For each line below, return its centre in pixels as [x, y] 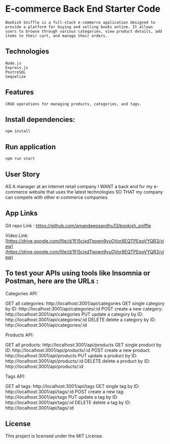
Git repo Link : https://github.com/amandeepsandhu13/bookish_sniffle [78, 225]
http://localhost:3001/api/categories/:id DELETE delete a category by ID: [81, 320]
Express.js [17, 68]
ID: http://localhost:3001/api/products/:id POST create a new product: [78, 350]
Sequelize [16, 76]
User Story [23, 174]
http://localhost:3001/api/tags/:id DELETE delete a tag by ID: [68, 402]
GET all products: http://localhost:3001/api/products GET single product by [83, 345]
